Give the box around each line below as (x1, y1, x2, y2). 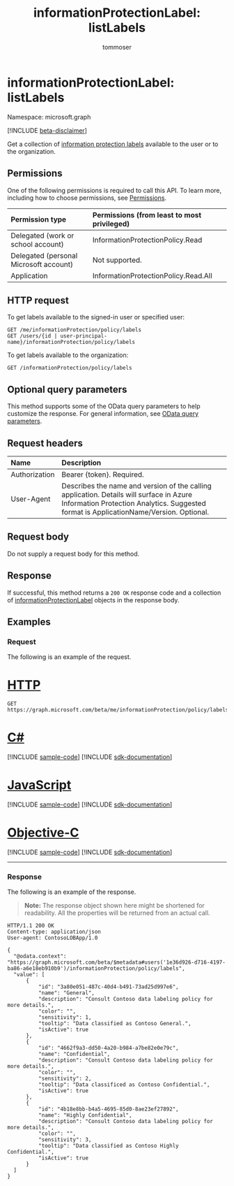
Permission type (10, 215, 67, 224)
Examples (7, 616, 51, 628)
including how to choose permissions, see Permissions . (7, 194, 167, 202)
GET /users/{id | (7, 333, 58, 340)
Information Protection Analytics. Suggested (61, 498, 207, 508)
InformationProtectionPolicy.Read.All (93, 270, 212, 280)
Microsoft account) (10, 259, 74, 269)
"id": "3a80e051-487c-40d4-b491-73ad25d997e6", (38, 983, 179, 990)
